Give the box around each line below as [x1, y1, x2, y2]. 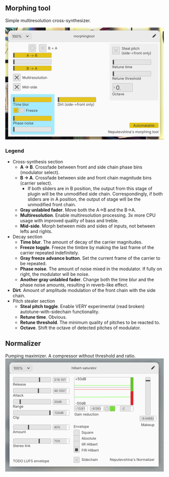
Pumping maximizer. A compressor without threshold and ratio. [5, 352, 136, 359]
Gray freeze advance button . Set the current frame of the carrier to [20, 255, 160, 261]
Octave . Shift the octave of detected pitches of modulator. [20, 325, 141, 331]
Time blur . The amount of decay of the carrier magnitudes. [20, 239, 143, 245]
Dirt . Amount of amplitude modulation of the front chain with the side [12, 287, 156, 293]
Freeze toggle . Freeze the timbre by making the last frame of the [20, 245, 154, 250]
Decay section [12, 234, 43, 240]
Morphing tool [5, 4, 51, 13]
